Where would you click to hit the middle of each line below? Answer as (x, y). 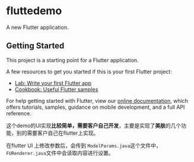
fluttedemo (34, 11)
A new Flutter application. (37, 27)
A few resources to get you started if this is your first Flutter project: (89, 72)
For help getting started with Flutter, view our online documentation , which (97, 101)
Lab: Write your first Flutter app (53, 83)
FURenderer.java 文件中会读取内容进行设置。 (60, 153)
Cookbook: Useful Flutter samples (56, 89)
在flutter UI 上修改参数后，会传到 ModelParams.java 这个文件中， (84, 145)
